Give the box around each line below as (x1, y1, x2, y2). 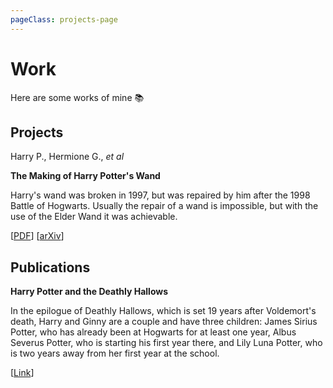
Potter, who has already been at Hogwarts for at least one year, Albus (10, 326, 297, 338)
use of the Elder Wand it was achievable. (10, 211, 178, 223)
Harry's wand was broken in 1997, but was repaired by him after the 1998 (10, 189, 311, 201)
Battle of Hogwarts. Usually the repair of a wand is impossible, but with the (10, 200, 319, 212)
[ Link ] (10, 367, 35, 379)
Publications (10, 259, 91, 276)
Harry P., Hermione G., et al (10, 151, 125, 163)
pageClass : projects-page (10, 14, 118, 25)
